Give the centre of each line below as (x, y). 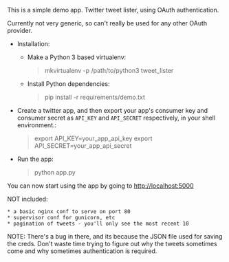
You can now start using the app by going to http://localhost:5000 (100, 186)
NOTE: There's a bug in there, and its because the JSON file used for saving (115, 236)
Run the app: (35, 159)
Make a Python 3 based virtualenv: (77, 57)
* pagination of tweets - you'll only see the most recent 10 (98, 223)
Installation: (33, 44)
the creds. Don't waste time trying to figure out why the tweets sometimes (112, 244)
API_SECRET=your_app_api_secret (83, 146)
